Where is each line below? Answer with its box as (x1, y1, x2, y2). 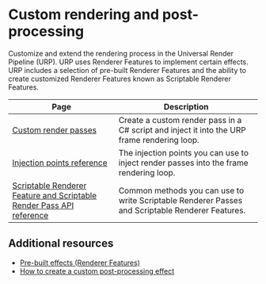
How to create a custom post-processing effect (19, 266, 175, 275)
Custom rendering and (8, 6, 160, 24)
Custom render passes (12, 125, 97, 136)
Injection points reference (12, 157, 108, 168)
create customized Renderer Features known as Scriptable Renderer (8, 74, 232, 83)
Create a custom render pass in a (118, 114, 242, 125)
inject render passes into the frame (118, 157, 249, 168)
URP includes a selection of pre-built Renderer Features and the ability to (8, 65, 247, 75)
